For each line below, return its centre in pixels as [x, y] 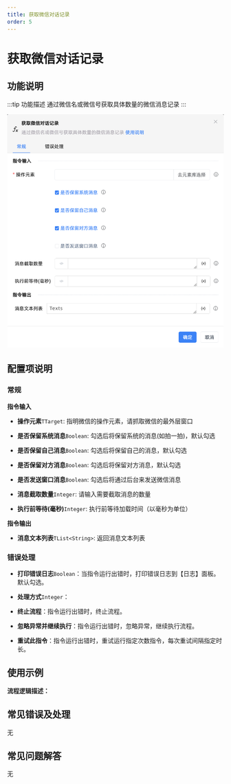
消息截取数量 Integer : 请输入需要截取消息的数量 [84, 494]
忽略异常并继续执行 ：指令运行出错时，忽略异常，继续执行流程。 [107, 626]
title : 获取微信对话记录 [38, 14]
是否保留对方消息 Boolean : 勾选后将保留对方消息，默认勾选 [99, 464]
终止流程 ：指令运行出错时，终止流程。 [71, 611]
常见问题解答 [34, 756]
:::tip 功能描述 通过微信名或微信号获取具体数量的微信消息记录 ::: [97, 104]
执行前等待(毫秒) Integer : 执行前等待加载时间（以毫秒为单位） [104, 508]
